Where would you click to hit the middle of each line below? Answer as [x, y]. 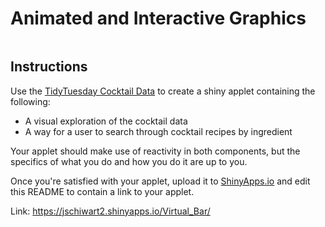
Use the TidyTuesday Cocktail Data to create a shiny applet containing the [163, 91]
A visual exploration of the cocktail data [106, 121]
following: [30, 101]
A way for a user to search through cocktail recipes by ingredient [158, 131]
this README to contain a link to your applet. [102, 191]
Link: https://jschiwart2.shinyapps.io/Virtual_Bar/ [110, 211]
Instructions [49, 67]
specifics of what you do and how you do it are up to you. [129, 161]
